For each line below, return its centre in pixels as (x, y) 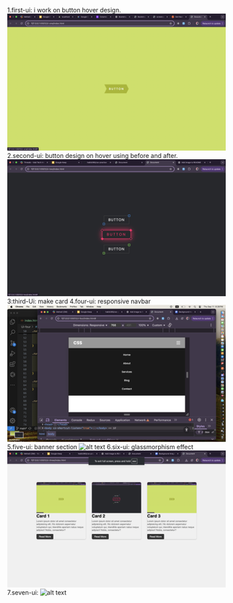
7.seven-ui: (23, 593)
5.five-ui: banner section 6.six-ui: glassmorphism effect (101, 447)
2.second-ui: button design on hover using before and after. (93, 155)
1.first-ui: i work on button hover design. (64, 10)
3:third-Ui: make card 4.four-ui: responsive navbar (79, 301)
